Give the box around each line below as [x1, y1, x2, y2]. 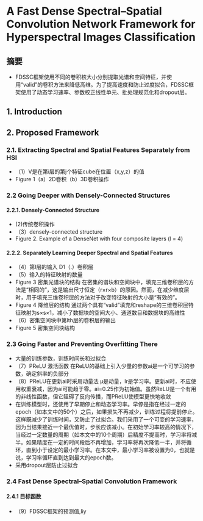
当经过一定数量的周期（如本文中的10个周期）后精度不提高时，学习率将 [15, 431, 192, 438]
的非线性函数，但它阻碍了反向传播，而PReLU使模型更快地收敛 [15, 392, 172, 400]
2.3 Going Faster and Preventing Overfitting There [6, 340, 158, 348]
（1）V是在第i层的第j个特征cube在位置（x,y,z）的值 [15, 168, 144, 175]
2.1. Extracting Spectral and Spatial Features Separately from [6, 145, 190, 154]
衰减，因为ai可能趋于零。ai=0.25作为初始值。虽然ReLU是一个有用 [31, 385, 197, 392]
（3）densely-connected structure [15, 228, 103, 235]
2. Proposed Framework [6, 127, 99, 138]
